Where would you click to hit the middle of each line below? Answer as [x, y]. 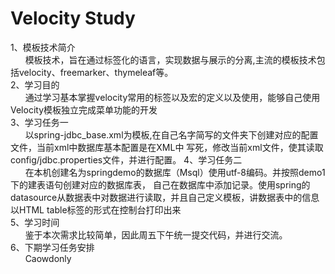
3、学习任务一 [39, 122]
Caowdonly [48, 258]
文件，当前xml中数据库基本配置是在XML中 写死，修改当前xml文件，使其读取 [167, 147]
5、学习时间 [35, 222]
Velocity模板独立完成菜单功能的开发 [84, 109]
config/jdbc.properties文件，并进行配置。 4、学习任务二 [126, 159]
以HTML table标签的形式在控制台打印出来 [96, 209]
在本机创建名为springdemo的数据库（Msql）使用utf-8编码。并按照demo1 [175, 172]
